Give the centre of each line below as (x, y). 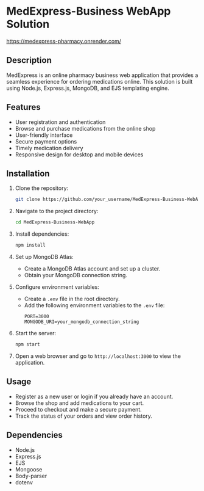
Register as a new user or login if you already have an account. (94, 396)
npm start (28, 344)
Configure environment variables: (57, 287)
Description (29, 60)
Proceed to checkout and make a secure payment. (78, 409)
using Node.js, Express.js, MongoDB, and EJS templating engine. (88, 88)
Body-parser (31, 476)
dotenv (24, 482)
